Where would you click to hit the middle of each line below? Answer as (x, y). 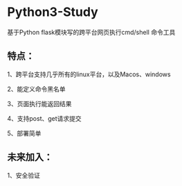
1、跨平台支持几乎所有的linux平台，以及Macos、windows (89, 74)
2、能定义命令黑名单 (36, 89)
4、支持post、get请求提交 (44, 118)
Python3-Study (53, 12)
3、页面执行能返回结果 (39, 103)
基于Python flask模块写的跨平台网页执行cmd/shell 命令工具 (91, 32)
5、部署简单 (24, 133)
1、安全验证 (24, 175)
